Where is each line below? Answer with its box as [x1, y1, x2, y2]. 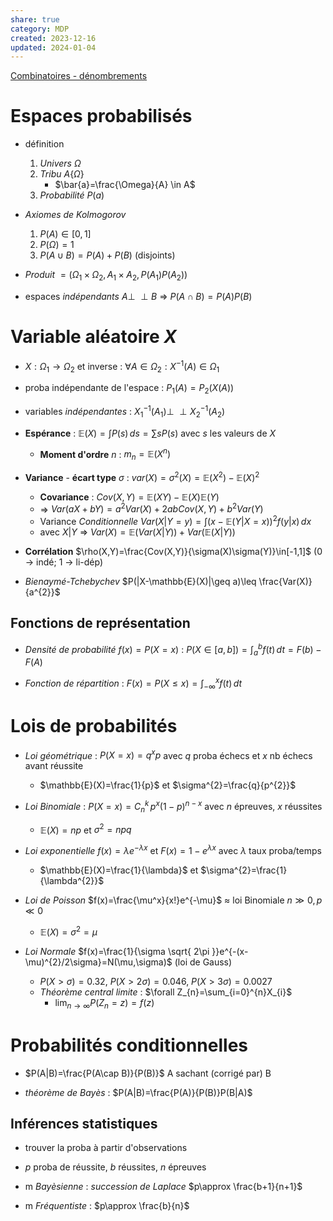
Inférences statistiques [10, 1115, 158, 1132]
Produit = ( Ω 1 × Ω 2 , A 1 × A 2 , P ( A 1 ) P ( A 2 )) [24, 269, 188, 283]
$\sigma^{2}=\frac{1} [200, 864, 288, 876]
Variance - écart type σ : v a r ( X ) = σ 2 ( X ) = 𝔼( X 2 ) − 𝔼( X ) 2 [24, 470, 260, 483]
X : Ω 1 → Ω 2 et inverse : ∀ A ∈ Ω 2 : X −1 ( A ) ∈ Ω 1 [24, 358, 220, 375]
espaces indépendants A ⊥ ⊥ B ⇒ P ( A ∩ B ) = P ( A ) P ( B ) [24, 290, 253, 302]
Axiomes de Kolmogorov [24, 209, 127, 221]
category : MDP [10, 24, 70, 34]
